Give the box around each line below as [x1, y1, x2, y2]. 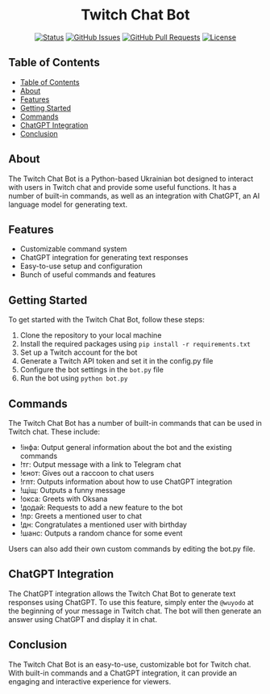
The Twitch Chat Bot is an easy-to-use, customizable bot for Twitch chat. [8, 659, 251, 669]
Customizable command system [19, 244, 127, 254]
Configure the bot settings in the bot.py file [19, 365, 164, 375]
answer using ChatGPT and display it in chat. [8, 614, 157, 624]
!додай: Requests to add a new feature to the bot [19, 503, 183, 512]
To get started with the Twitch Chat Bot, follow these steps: [8, 315, 206, 325]
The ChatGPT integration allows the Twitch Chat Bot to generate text [8, 588, 236, 599]
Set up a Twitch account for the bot [19, 347, 138, 357]
